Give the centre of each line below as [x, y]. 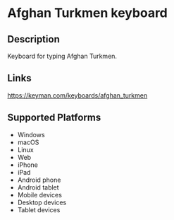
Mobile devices [39, 195]
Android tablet [38, 187]
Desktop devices [42, 202]
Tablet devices [39, 209]
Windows [31, 134]
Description [33, 39]
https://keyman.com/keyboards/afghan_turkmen [77, 95]
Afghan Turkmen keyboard [87, 13]
